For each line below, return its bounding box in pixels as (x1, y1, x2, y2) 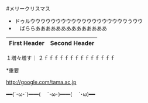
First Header (9, 39, 45, 47)
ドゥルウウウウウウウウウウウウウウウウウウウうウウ (14, 18, 143, 25)
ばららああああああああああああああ (19, 25, 107, 32)
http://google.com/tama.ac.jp (6, 78, 77, 85)
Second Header (50, 39, 95, 47)
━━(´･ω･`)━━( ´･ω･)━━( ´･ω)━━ (6, 91, 95, 98)
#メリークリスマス (6, 5, 51, 12)
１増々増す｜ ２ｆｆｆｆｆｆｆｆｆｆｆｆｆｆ (6, 54, 115, 61)
